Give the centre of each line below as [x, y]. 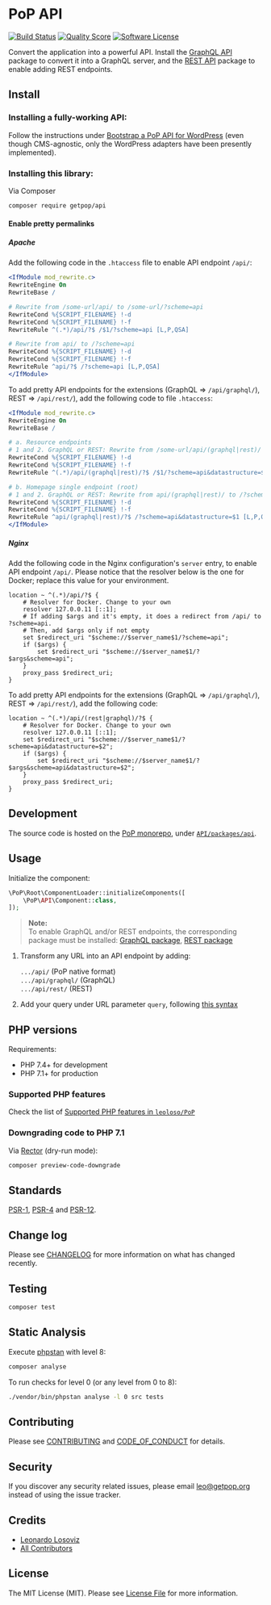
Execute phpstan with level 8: [57, 1351]
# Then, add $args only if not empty [86, 631]
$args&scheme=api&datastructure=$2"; [72, 768]
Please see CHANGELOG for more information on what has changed [122, 1255]
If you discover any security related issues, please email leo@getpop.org [129, 1486]
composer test [32, 1307]
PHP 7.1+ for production [59, 1074]
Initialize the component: [49, 878]
